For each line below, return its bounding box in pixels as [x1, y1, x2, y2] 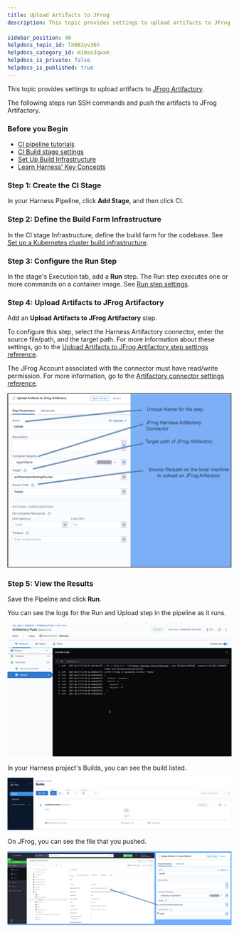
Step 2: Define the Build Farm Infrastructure [7, 215, 161, 225]
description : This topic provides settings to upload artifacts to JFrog [7, 19, 231, 26]
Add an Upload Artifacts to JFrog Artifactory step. [7, 314, 158, 322]
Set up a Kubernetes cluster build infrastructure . [7, 238, 149, 247]
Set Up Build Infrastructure [17, 155, 97, 164]
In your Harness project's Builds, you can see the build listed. [7, 763, 187, 773]
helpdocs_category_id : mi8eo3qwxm [7, 49, 110, 56]
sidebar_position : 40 [7, 34, 72, 41]
